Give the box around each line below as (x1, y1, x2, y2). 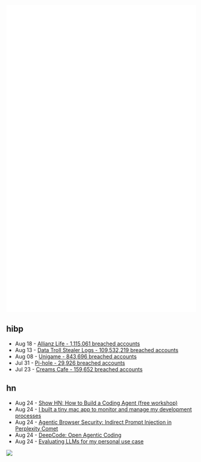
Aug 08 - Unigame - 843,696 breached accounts (14, 353, 137, 360)
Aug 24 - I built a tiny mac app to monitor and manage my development (14, 405, 193, 412)
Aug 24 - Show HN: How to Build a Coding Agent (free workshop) (14, 399, 178, 406)
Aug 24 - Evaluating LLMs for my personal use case (14, 437, 144, 445)
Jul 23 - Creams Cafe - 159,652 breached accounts (14, 365, 143, 373)
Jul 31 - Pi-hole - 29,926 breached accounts (14, 359, 125, 367)
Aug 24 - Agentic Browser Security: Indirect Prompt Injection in (14, 419, 172, 426)
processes (14, 412, 42, 419)
